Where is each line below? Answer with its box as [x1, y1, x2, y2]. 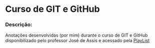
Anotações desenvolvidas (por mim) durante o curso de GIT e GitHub [5, 32, 148, 38]
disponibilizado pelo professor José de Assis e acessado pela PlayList [5, 38, 150, 44]
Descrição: [5, 21, 32, 28]
